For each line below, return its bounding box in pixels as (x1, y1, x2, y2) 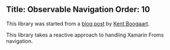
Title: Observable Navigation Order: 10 (6, 5, 150, 15)
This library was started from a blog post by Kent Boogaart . (6, 20, 150, 27)
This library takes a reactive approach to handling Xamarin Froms (6, 31, 164, 38)
